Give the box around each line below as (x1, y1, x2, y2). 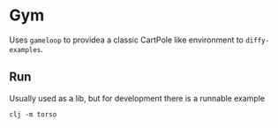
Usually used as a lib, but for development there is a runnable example (9, 93, 266, 103)
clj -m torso (9, 109, 57, 119)
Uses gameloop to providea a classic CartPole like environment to (9, 34, 244, 45)
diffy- (245, 36, 270, 45)
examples (9, 45, 41, 54)
